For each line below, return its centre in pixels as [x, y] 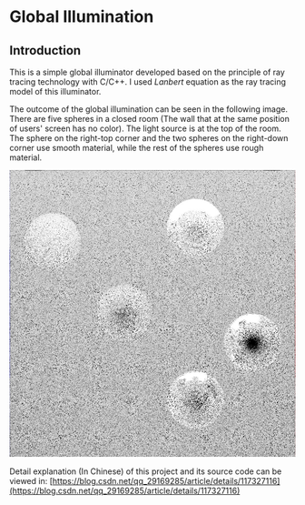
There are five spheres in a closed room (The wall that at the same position [150, 119]
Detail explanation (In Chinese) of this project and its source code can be [146, 471]
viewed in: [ [31, 481]
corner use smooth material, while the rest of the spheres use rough [137, 148]
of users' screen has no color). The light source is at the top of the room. [145, 128]
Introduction [45, 50]
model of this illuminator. [55, 91]
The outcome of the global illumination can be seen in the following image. [149, 109]
